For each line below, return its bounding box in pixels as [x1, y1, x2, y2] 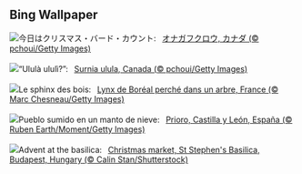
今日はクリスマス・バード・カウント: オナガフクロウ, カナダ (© [18, 32, 259, 44]
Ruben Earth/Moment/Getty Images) [9, 123, 146, 135]
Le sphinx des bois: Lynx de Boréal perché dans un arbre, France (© [18, 84, 279, 95]
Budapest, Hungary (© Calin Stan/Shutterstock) [9, 154, 188, 165]
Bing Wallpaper [9, 7, 98, 23]
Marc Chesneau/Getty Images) [9, 93, 125, 104]
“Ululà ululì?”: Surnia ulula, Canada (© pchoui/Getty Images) [18, 63, 248, 74]
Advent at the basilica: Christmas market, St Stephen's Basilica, [18, 144, 261, 155]
